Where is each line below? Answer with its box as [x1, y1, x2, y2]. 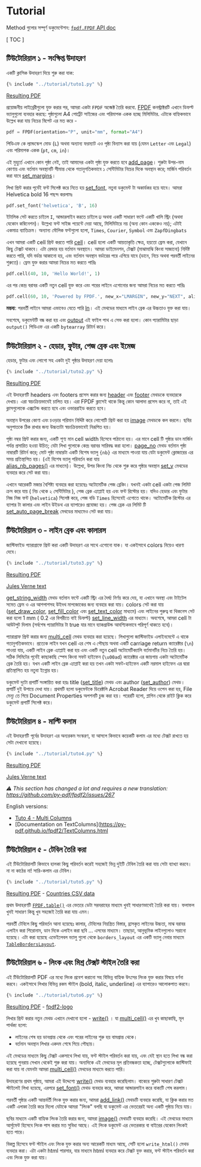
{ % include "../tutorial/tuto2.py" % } [6, 368, 103, 374]
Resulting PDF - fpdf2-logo [6, 1003, 73, 1010]
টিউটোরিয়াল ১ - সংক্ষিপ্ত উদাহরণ [6, 53, 86, 63]
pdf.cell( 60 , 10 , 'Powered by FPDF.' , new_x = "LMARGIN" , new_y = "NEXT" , [6, 294, 186, 300]
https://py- [99, 821, 127, 828]
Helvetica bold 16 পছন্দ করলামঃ [6, 190, 73, 198]
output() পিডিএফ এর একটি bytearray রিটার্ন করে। [6, 323, 107, 330]
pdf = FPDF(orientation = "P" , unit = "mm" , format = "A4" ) [6, 129, 144, 135]
